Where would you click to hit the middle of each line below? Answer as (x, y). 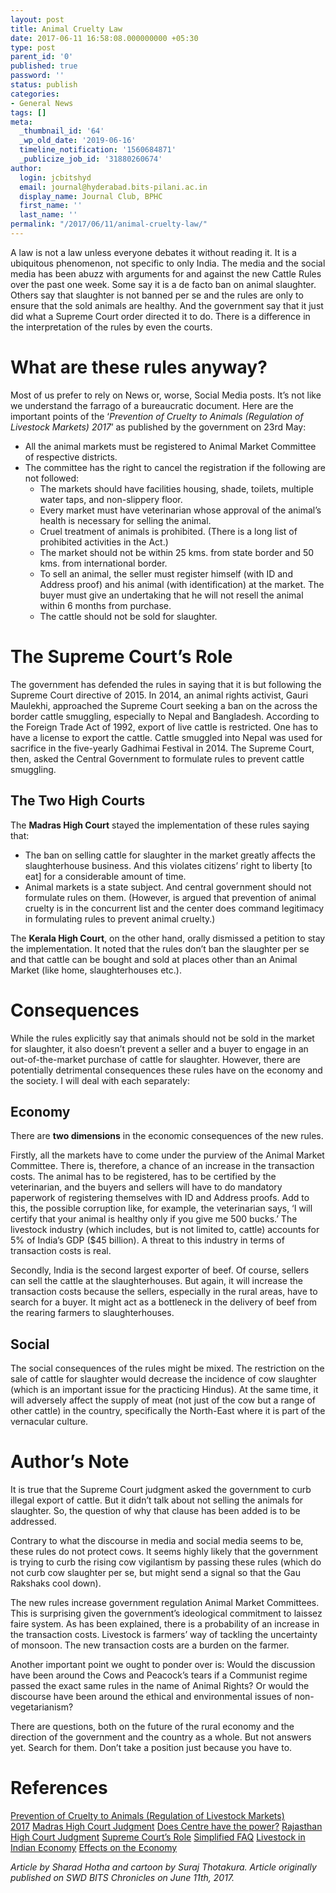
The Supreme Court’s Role (121, 657)
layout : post (37, 19)
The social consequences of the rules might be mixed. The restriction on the (167, 1368)
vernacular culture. (49, 1422)
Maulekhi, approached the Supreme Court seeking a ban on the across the (164, 705)
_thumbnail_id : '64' (62, 131)
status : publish (44, 85)
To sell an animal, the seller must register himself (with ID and (166, 573)
